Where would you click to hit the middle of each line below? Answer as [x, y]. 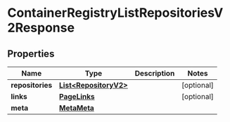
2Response [41, 28]
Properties [31, 54]
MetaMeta [77, 108]
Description [155, 73]
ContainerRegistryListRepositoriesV [115, 13]
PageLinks [77, 96]
